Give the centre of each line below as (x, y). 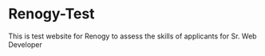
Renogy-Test (51, 14)
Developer (25, 44)
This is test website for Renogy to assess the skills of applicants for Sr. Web (132, 36)
